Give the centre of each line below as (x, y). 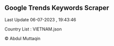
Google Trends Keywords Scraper (57, 8)
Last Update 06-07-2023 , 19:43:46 (40, 19)
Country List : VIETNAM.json (33, 29)
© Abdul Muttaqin (23, 38)
